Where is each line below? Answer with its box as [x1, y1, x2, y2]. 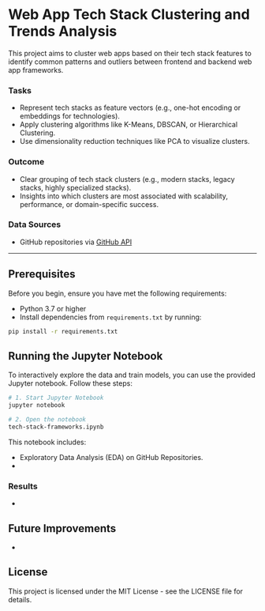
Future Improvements [8, 522, 117, 535]
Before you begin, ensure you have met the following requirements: [8, 289, 227, 298]
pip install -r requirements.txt [8, 327, 118, 335]
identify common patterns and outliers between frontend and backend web [8, 57, 252, 66]
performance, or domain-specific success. [19, 199, 159, 209]
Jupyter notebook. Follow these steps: [8, 379, 132, 388]
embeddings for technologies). [19, 111, 121, 121]
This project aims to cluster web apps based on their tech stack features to [8, 48, 252, 58]
